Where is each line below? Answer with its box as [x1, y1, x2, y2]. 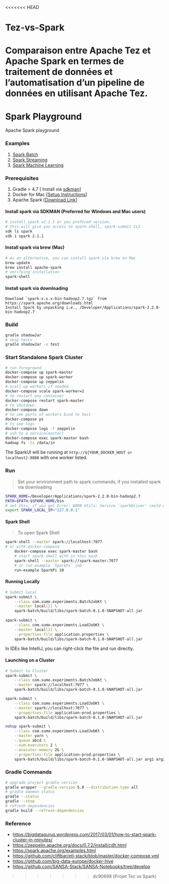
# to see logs [5, 421, 35, 427]
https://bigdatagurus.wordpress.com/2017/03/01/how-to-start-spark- [12, 832, 157, 838]
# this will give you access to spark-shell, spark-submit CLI [5, 224, 141, 229]
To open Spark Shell [17, 530, 60, 536]
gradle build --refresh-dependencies [5, 808, 84, 813]
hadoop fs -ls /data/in [5, 440, 55, 445]
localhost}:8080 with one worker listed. [5, 455, 88, 461]
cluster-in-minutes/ [12, 837, 53, 843]
